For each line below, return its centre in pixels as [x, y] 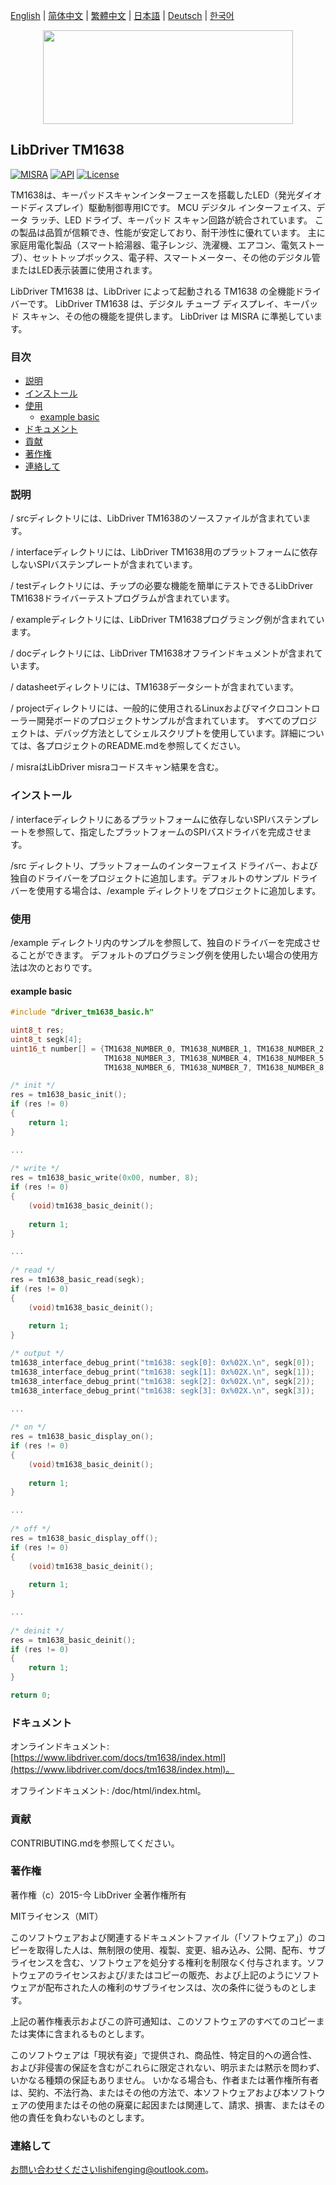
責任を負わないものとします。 [88, 2117]
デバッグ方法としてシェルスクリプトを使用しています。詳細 [175, 733]
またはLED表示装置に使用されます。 [84, 270]
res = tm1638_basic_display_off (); [84, 1538]
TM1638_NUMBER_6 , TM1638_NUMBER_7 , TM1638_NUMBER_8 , [216, 1067]
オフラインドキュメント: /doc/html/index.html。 [108, 1791]
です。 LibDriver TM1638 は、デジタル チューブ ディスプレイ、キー [164, 303]
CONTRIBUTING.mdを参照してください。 [95, 1843]
